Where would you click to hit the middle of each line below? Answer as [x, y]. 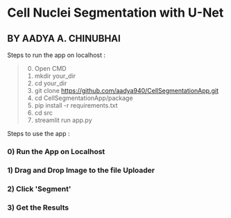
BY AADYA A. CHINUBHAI [64, 39]
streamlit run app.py [63, 120]
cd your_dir [51, 83]
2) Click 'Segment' [39, 189]
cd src [44, 113]
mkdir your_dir [55, 76]
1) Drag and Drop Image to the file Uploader [81, 170]
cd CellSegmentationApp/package [84, 98]
